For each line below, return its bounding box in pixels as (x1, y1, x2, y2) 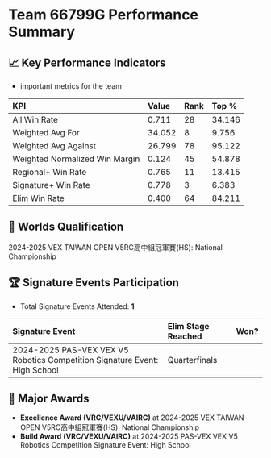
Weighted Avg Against (12, 140, 97, 151)
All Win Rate (12, 114, 59, 125)
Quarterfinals (167, 354, 218, 365)
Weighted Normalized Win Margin (12, 153, 140, 164)
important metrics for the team (19, 81, 123, 90)
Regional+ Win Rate (12, 167, 87, 177)
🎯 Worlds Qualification (8, 220, 124, 234)
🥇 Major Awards (8, 392, 90, 406)
